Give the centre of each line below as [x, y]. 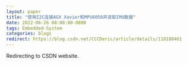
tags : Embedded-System [34, 28]
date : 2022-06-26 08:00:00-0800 [46, 22]
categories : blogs [29, 34]
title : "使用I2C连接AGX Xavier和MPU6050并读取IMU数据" [71, 17]
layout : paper [24, 12]
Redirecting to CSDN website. [43, 56]
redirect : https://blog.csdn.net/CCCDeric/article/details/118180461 [94, 39]
